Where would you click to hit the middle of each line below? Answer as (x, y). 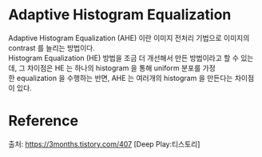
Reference (43, 121)
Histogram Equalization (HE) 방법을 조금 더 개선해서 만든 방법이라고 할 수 (124, 58)
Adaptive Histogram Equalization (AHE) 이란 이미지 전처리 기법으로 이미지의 (129, 38)
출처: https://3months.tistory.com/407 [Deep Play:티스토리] (104, 144)
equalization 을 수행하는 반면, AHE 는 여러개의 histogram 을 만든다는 (125, 78)
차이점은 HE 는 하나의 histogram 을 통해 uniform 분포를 (114, 68)
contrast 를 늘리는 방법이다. (52, 48)
